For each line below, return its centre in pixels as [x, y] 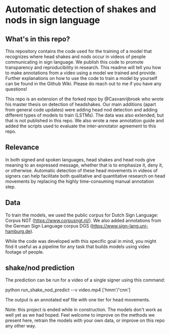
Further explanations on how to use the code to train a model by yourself [81, 78]
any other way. [21, 326]
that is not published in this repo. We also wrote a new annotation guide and [84, 120]
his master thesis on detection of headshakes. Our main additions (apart [81, 104]
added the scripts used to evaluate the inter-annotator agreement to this [81, 126]
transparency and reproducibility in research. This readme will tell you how [83, 67]
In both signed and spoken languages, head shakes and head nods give [80, 159]
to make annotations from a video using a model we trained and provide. [81, 73]
